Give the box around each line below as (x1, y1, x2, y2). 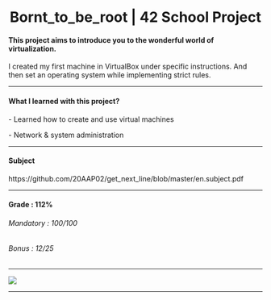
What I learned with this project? (8, 96, 120, 106)
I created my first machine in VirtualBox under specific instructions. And (8, 61, 248, 72)
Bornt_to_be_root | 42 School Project (9, 8, 262, 27)
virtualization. (8, 44, 56, 53)
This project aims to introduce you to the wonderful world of (8, 35, 215, 44)
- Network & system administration (8, 130, 124, 140)
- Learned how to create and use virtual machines (8, 114, 175, 124)
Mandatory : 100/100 (8, 218, 78, 227)
